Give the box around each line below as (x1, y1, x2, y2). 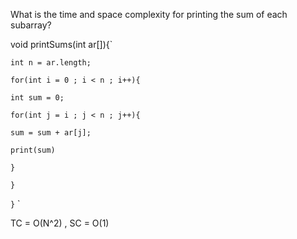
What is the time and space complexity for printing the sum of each (10, 9, 288, 20)
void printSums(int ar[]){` (10, 39, 113, 50)
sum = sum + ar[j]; (10, 128, 92, 138)
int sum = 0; (10, 93, 65, 103)
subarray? (10, 19, 52, 31)
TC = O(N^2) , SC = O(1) (10, 217, 110, 229)
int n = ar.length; (10, 58, 92, 68)
